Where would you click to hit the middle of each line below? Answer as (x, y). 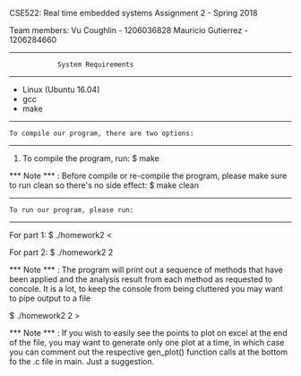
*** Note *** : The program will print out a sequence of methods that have (146, 269)
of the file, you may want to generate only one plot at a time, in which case (147, 342)
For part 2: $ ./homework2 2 (61, 252)
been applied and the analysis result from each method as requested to (141, 279)
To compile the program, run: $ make (90, 158)
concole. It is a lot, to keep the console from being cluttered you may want (146, 289)
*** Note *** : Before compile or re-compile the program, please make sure (148, 175)
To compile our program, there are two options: (102, 133)
